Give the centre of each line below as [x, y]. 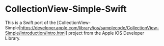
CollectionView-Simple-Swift [66, 9]
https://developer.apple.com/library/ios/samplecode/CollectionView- [90, 27]
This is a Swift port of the [31, 23]
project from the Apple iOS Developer [106, 33]
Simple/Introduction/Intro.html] [36, 33]
